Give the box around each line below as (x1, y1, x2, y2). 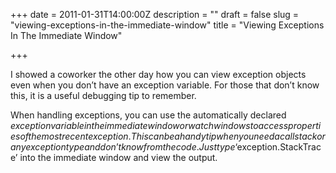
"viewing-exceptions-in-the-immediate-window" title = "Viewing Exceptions (10, 19, 325, 31)
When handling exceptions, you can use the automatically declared (10, 109, 287, 121)
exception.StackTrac (236, 141, 322, 153)
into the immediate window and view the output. (19, 152, 218, 163)
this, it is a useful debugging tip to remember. (10, 90, 197, 101)
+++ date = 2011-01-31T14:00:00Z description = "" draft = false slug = (10, 9, 300, 20)
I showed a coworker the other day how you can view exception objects (10, 69, 307, 80)
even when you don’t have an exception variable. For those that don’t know (10, 79, 320, 91)
